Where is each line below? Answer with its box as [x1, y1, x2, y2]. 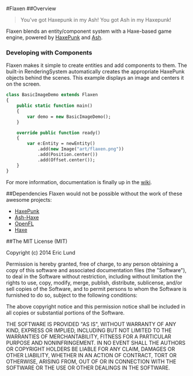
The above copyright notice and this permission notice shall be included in [6, 303, 185, 310]
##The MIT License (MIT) [6, 238, 68, 245]
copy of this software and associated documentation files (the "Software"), [6, 266, 187, 273]
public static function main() [16, 103, 93, 109]
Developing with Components [6, 48, 92, 56]
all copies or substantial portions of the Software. [6, 309, 125, 316]
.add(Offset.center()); [37, 157, 95, 163]
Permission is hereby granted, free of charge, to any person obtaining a [6, 260, 178, 267]
